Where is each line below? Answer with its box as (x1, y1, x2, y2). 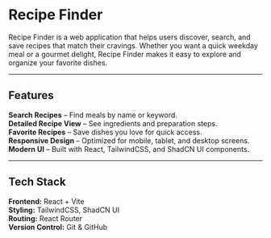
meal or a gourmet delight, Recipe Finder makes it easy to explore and (8, 49, 242, 59)
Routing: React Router (8, 213, 83, 223)
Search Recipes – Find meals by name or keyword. (8, 110, 177, 120)
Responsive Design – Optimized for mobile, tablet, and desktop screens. (8, 135, 250, 146)
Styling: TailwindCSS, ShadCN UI (8, 205, 119, 215)
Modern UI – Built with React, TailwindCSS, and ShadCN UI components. (8, 144, 250, 154)
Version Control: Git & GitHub (8, 222, 108, 232)
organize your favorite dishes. (8, 58, 107, 68)
